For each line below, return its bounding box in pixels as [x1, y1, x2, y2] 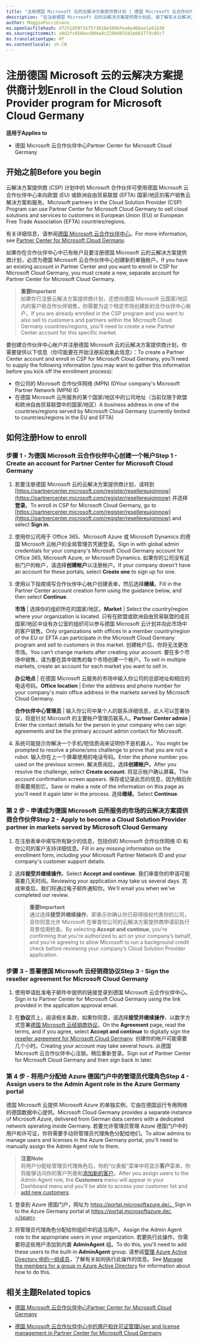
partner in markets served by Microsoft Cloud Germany [6, 823, 168, 831]
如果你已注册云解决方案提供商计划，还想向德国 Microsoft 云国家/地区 [20, 295, 189, 302]
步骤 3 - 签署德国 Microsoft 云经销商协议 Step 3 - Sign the [6, 966, 170, 975]
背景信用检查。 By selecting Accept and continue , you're [29, 925, 168, 933]
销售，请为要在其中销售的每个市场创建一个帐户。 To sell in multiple [25, 656, 187, 663]
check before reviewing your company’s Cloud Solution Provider [29, 945, 186, 952]
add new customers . [20, 1189, 71, 1196]
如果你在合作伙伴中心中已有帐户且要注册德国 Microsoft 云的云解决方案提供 [6, 249, 187, 256]
